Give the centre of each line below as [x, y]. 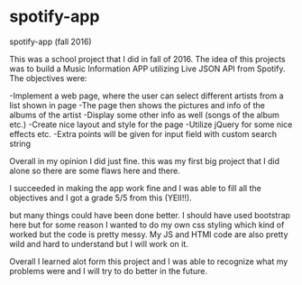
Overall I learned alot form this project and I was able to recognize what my [149, 261]
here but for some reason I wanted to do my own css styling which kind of [147, 225]
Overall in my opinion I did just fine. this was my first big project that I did [144, 161]
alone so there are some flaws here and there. [95, 170]
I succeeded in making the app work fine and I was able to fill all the [135, 188]
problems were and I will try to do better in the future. [108, 271]
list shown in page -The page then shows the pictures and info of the [137, 105]
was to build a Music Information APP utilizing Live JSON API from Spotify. [147, 69]
